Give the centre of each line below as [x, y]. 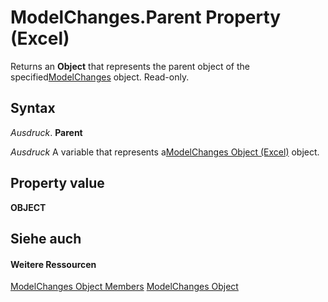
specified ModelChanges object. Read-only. [100, 77]
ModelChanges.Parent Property [146, 17]
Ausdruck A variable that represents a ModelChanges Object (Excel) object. [165, 152]
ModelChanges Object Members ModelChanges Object [124, 287]
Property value [57, 183]
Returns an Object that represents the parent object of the [130, 66]
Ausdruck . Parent [46, 132]
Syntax [33, 108]
